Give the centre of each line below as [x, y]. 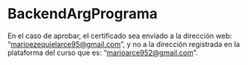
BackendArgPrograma [83, 14]
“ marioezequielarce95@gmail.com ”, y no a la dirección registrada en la [124, 44]
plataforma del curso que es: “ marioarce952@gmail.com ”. [103, 52]
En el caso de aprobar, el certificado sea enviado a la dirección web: [120, 36]
